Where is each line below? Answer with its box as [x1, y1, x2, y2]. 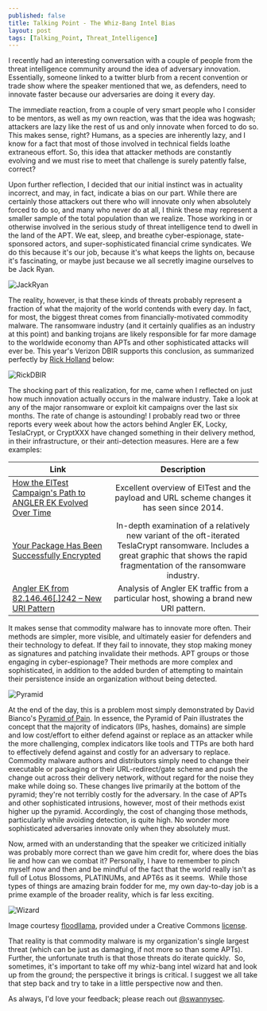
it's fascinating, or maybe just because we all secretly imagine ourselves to [8, 256, 254, 266]
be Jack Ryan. [8, 265, 56, 274]
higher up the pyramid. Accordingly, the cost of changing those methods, [8, 807, 249, 816]
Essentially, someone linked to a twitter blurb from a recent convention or [8, 73, 248, 82]
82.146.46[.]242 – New [12, 593, 102, 604]
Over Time [12, 507, 52, 518]
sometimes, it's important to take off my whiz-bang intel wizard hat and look [8, 962, 258, 971]
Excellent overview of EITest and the [114, 482, 251, 494]
